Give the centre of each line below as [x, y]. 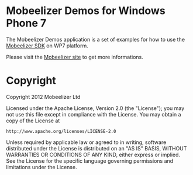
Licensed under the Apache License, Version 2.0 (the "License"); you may [95, 108]
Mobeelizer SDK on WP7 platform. [47, 46]
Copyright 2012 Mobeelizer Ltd [43, 97]
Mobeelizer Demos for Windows [86, 11]
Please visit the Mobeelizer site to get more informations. [75, 57]
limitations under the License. [42, 167]
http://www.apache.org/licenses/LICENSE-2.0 [61, 131]
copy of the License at [33, 121]
